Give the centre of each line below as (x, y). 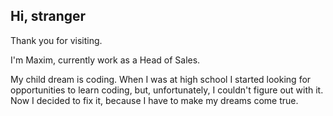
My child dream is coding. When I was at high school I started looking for (161, 79)
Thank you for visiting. (56, 40)
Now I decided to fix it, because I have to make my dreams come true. (154, 100)
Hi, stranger (48, 16)
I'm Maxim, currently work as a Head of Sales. (105, 60)
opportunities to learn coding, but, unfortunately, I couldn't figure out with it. (167, 90)
